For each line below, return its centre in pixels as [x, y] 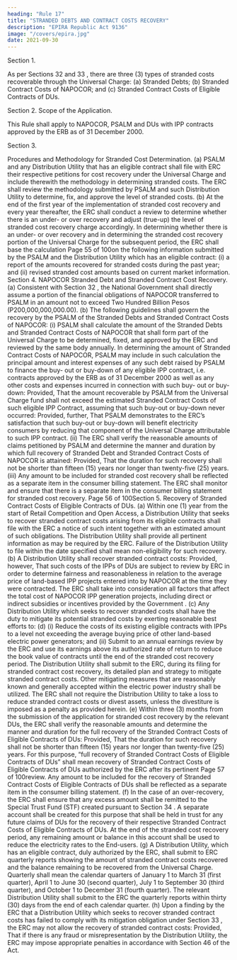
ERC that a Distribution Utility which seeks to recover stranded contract [111, 912]
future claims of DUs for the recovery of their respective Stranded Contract [117, 822]
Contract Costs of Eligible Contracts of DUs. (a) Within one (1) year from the [118, 506]
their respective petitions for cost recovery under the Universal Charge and [117, 174]
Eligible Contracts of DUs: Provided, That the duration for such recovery [112, 739]
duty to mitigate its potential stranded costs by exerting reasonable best [112, 619]
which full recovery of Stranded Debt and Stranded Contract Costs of [109, 453]
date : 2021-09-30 [33, 40]
